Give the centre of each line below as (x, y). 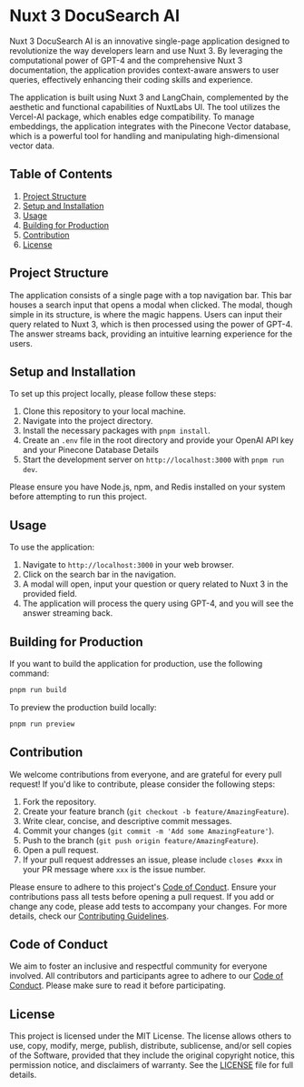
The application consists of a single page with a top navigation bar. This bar (151, 295)
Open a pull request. (61, 850)
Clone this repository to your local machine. (104, 411)
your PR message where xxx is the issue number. (114, 869)
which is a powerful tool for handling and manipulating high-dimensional (144, 136)
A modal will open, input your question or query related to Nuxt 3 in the (155, 584)
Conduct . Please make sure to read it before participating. (118, 986)
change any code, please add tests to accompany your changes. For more (148, 906)
